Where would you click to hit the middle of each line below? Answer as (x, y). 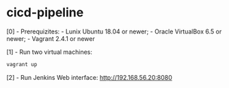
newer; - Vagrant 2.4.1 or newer (51, 38)
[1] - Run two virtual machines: (50, 52)
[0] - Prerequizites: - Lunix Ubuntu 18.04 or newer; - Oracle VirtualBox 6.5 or (114, 31)
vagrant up (22, 64)
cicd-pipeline (45, 13)
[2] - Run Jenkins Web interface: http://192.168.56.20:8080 (89, 77)
